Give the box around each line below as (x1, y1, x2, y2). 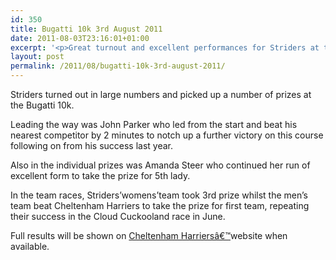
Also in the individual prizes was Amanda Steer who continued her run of (10, 159, 311, 171)
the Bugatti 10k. (10, 99, 75, 111)
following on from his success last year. (10, 140, 174, 151)
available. (10, 241, 50, 252)
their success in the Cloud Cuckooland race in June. (10, 211, 226, 222)
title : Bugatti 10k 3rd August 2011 (10, 24, 163, 34)
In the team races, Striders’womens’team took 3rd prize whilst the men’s (10, 189, 308, 201)
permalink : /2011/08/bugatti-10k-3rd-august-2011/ (10, 61, 226, 71)
